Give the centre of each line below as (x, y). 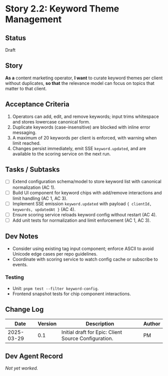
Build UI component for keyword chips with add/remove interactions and (87, 193)
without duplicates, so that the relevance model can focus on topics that (80, 83)
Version (47, 323)
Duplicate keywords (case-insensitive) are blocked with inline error (81, 127)
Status (16, 38)
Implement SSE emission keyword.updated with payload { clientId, (82, 203)
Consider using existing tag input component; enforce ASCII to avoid (83, 248)
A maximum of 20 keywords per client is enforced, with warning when (84, 138)
